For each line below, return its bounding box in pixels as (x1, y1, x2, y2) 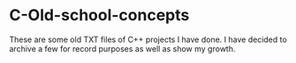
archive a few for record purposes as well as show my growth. (9, 43, 236, 53)
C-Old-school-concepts (9, 5, 190, 25)
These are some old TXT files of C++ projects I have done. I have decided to (9, 34, 287, 45)
